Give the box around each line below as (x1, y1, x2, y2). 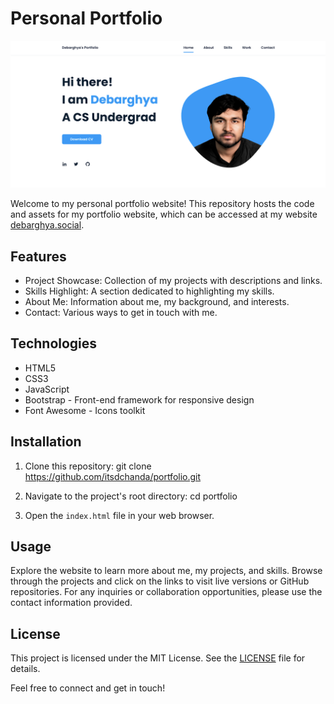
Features (10, 248, 67, 265)
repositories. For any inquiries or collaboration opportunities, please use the (10, 586, 323, 598)
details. (10, 663, 41, 675)
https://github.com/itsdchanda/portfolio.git (24, 470, 202, 482)
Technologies (10, 335, 98, 352)
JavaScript (24, 383, 70, 395)
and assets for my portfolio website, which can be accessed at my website (10, 208, 318, 221)
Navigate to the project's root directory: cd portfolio (24, 490, 238, 502)
